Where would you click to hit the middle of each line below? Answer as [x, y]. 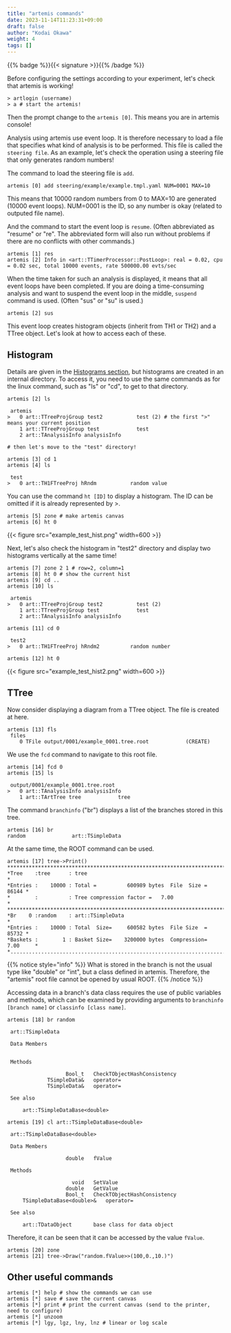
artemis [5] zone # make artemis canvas [66, 516]
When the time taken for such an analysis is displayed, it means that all [107, 279]
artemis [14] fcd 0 [35, 767]
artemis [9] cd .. [33, 580]
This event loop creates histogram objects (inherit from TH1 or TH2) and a [112, 326]
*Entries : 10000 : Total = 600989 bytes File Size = [107, 885]
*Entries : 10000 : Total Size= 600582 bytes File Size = [107, 927]
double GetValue [92, 1188]
